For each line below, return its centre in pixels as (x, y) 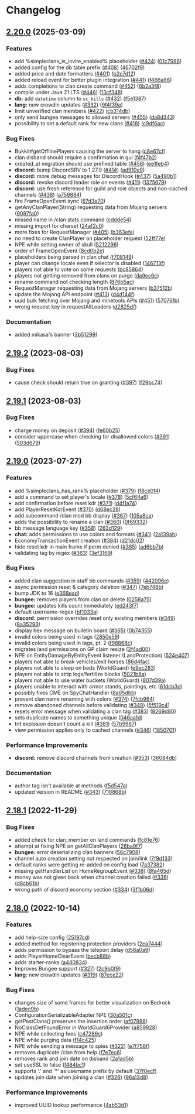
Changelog (33, 10)
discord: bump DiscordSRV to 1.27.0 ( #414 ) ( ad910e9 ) (80, 170)
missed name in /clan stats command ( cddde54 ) (73, 220)
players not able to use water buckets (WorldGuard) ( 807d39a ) (90, 680)
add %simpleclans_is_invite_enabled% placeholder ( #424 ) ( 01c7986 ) (98, 61)
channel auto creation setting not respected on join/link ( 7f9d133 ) (93, 859)
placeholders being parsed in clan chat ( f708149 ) (74, 257)
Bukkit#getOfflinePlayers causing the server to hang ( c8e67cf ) (90, 151)
